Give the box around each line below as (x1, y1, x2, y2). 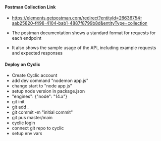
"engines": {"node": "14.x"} (11, 93, 67, 99)
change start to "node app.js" (11, 83, 72, 89)
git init (11, 99, 25, 105)
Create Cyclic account (11, 72, 57, 78)
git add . (11, 104, 29, 110)
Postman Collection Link (4, 4, 56, 10)
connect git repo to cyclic (11, 125, 64, 131)
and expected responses (11, 50, 63, 56)
